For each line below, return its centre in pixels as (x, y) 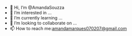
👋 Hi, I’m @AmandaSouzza (37, 8)
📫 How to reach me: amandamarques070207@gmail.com (68, 28)
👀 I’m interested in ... (31, 13)
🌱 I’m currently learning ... (36, 18)
